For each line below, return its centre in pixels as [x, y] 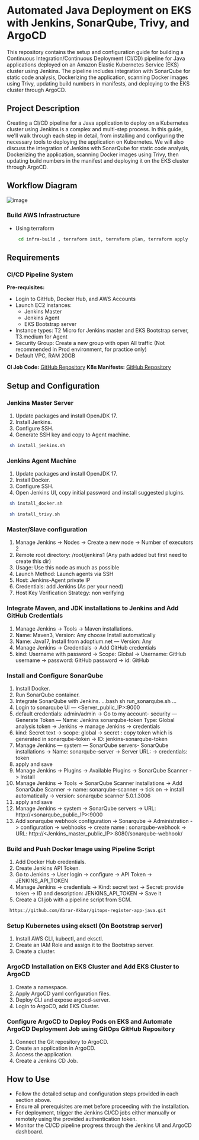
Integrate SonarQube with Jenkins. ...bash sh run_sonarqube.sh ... [96, 701]
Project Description [43, 108]
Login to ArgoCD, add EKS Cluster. [57, 1006]
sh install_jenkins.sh [37, 446]
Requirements [33, 258]
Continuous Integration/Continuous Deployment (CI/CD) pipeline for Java [96, 58]
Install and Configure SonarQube [55, 676]
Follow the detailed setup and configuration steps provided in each [97, 1094]
